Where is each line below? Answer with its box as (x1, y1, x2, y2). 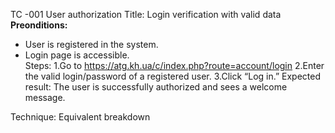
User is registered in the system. (24, 39, 159, 50)
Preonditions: (10, 19, 68, 31)
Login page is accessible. (24, 49, 130, 61)
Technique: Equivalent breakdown (10, 111, 151, 123)
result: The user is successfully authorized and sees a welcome (24, 81, 288, 93)
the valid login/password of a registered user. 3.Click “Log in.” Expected (24, 70, 322, 82)
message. (24, 92, 66, 103)
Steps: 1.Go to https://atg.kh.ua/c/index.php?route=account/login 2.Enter (24, 60, 325, 71)
